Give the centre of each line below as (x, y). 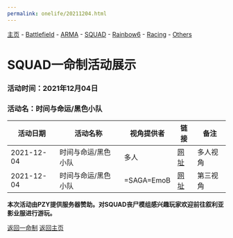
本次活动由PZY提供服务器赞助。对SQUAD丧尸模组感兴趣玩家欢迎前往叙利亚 (115, 205)
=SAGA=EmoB (147, 180)
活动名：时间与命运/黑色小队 (55, 108)
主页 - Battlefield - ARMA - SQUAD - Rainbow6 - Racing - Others (100, 34)
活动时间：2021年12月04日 (53, 88)
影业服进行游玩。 (32, 213)
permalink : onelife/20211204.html (57, 14)
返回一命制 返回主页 (35, 228)
